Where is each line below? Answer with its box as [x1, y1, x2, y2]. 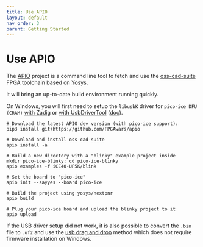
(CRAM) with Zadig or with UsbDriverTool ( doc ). [6, 109, 123, 116]
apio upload [6, 212, 37, 218]
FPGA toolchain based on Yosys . [6, 79, 88, 86]
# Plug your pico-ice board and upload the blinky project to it [6, 206, 176, 212]
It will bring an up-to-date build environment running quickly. [6, 91, 159, 98]
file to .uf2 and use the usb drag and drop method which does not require [6, 229, 192, 236]
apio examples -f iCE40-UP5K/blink [6, 163, 97, 170]
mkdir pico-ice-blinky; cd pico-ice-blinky [6, 158, 119, 165]
